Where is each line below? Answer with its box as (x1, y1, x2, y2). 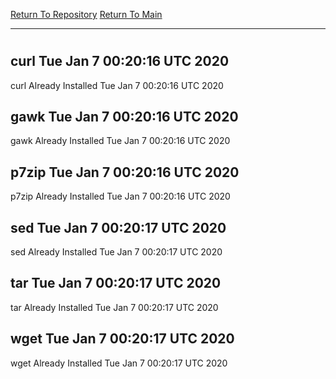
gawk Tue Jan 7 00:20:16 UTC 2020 (10, 109, 239, 125)
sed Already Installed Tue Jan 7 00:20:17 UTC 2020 (10, 246, 223, 258)
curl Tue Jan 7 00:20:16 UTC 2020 (10, 53, 230, 70)
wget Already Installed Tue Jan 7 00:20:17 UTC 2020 (10, 357, 228, 369)
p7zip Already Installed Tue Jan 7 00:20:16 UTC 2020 (10, 190, 231, 203)
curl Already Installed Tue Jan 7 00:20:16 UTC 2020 (10, 79, 224, 91)
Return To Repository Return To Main (10, 9, 163, 20)
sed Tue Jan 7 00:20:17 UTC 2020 (10, 219, 227, 236)
